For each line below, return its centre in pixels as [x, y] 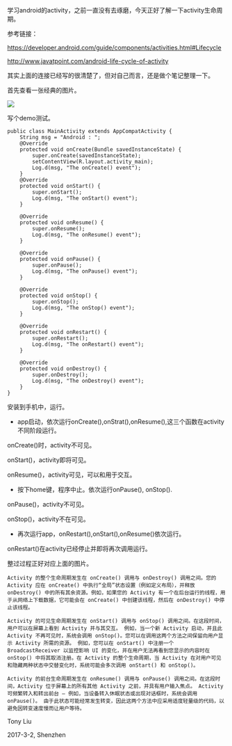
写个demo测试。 [31, 118]
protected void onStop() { [59, 296]
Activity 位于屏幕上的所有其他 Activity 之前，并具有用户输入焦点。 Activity [120, 686]
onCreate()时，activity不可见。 [51, 445]
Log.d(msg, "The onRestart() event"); [88, 344]
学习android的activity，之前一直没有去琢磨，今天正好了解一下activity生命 [112, 10]
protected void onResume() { [62, 223]
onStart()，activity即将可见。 [49, 460]
